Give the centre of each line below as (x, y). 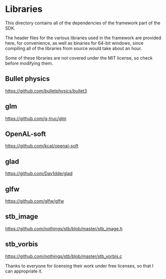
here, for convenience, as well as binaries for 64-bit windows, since (74, 43)
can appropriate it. (24, 271)
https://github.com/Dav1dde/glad (39, 174)
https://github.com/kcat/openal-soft (42, 146)
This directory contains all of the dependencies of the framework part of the (83, 23)
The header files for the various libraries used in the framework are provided (83, 38)
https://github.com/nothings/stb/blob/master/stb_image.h (64, 228)
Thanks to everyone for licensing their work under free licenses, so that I (79, 266)
